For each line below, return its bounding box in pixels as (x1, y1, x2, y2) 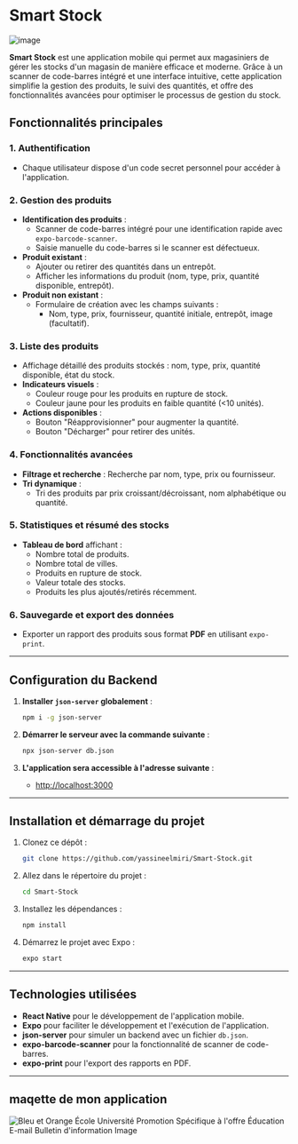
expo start (21, 954, 63, 964)
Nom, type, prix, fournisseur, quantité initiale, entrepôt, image (48, 308, 273, 319)
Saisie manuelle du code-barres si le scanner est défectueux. (35, 242, 260, 253)
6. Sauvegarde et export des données (9, 608, 175, 621)
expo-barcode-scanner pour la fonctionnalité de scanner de (21, 1038, 246, 1049)
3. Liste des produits (9, 339, 99, 352)
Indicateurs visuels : (21, 379, 99, 390)
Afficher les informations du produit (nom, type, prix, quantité (35, 270, 260, 281)
